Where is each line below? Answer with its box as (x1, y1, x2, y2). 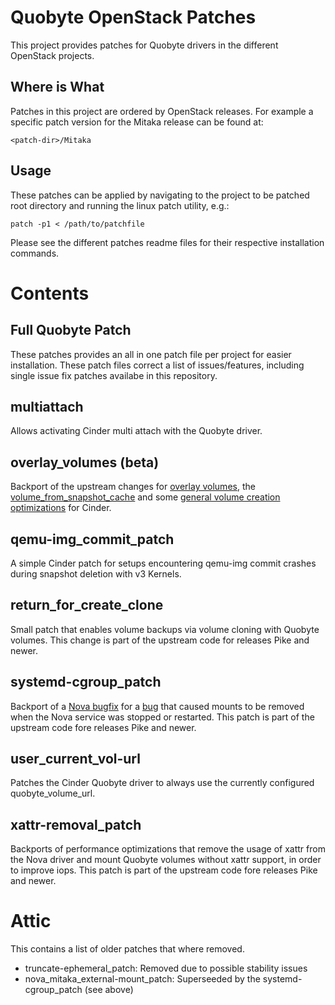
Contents (10, 282, 90, 305)
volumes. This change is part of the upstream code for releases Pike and (10, 634, 310, 646)
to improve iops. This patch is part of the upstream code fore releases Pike (10, 864, 318, 876)
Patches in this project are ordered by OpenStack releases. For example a (10, 105, 314, 117)
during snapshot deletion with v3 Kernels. (10, 568, 182, 580)
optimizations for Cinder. (10, 502, 112, 514)
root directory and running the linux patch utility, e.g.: (10, 199, 230, 211)
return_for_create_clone (10, 597, 164, 614)
